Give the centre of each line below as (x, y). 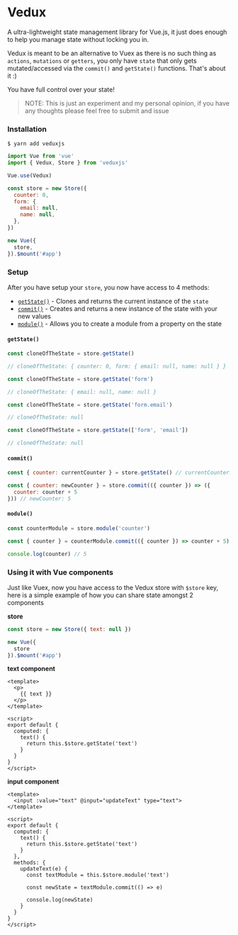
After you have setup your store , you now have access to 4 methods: (108, 287)
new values (34, 316)
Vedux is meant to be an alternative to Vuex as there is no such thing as (112, 53)
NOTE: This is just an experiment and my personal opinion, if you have (127, 103)
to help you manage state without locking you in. (78, 39)
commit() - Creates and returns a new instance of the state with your (117, 308)
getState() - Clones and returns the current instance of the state (113, 301)
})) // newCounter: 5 (39, 499)
